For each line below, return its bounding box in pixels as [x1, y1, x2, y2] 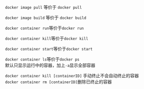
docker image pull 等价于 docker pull [5, 4, 82, 10]
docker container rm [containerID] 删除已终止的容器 [5, 79, 112, 85]
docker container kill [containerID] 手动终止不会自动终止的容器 [5, 73, 139, 78]
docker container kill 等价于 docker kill [5, 36, 89, 41]
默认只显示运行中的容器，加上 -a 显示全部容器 [5, 63, 96, 68]
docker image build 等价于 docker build [5, 15, 87, 21]
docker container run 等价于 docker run [5, 25, 84, 31]
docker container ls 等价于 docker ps [5, 56, 80, 62]
